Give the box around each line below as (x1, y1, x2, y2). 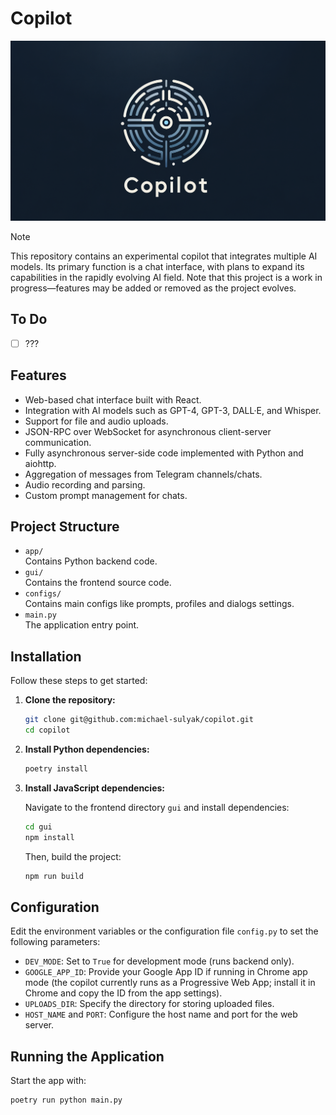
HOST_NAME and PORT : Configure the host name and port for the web (24, 1008, 298, 1021)
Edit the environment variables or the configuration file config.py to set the (10, 925, 319, 937)
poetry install (24, 763, 89, 774)
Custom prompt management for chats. (24, 489, 188, 501)
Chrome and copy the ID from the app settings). (24, 987, 223, 999)
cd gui (24, 822, 53, 832)
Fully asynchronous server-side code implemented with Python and (24, 447, 304, 459)
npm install (24, 832, 75, 842)
